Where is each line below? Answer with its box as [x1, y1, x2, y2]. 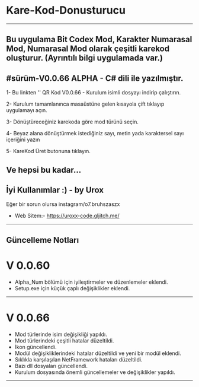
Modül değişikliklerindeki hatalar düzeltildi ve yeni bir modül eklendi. [14, 350, 182, 357]
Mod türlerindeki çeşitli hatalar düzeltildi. [14, 337, 114, 344]
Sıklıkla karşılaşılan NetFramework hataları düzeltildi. [14, 356, 143, 363]
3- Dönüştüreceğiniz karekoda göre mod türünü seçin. [6, 118, 139, 125]
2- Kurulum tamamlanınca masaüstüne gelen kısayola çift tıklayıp [6, 100, 165, 107]
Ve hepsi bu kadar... [6, 164, 82, 175]
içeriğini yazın [6, 136, 40, 143]
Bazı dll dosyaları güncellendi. [14, 362, 88, 369]
